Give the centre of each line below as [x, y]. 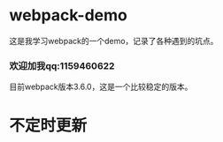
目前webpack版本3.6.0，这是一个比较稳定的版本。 [101, 87]
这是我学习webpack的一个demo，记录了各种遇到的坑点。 [114, 41]
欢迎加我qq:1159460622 [62, 65]
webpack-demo [69, 15]
